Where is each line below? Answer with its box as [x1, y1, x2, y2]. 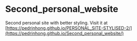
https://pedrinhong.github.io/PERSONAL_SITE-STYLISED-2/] [7, 25, 132, 31]
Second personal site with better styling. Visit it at [5, 20, 108, 26]
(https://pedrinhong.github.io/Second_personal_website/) [5, 30, 124, 36]
